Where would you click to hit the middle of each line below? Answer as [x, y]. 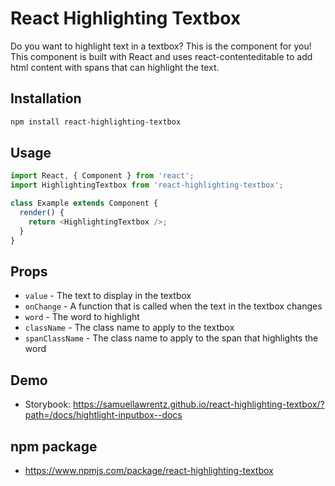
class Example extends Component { [84, 203]
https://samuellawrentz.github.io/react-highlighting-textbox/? [199, 404]
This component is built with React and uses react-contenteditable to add [161, 56]
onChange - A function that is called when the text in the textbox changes [173, 306]
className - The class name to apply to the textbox [129, 328]
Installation [46, 98]
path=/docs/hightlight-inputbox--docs [103, 415]
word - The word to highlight [82, 317]
